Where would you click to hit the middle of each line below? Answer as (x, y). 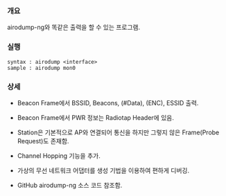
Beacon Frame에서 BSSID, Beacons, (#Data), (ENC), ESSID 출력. (108, 103)
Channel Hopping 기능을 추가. (59, 155)
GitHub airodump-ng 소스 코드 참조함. (70, 185)
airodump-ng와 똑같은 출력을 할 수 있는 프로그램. (74, 27)
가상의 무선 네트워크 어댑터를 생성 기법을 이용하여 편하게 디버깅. (103, 170)
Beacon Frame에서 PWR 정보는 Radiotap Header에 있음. (96, 117)
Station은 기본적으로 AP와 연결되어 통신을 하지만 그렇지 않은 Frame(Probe (118, 132)
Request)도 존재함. (43, 141)
